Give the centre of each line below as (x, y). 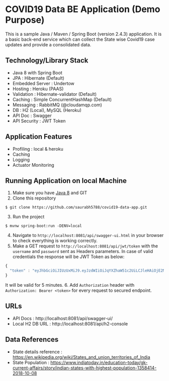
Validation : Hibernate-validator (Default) (55, 94)
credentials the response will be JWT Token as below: (68, 257)
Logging (21, 159)
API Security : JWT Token (39, 121)
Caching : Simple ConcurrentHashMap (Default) (62, 99)
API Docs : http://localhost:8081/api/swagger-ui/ (63, 318)
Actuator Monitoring (33, 165)
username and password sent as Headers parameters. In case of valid (83, 251)
